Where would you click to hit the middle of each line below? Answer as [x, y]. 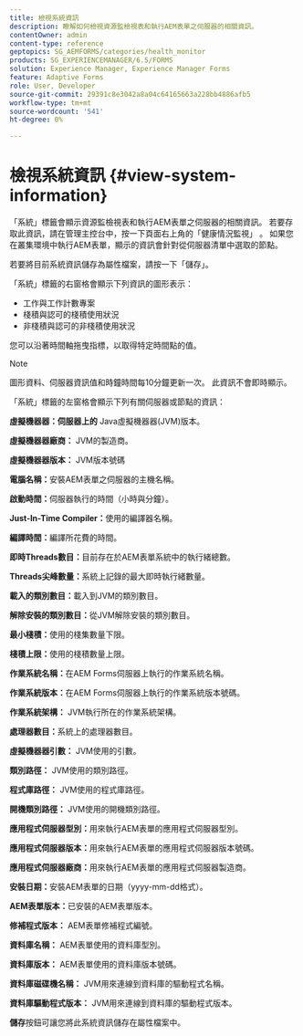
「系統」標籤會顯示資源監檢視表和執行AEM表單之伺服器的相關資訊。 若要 [147, 222]
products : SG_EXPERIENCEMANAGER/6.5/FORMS [91, 60]
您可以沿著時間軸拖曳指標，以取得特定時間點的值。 [105, 345]
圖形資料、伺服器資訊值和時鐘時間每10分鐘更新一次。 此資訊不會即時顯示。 [151, 382]
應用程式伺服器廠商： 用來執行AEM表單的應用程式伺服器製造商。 [130, 867]
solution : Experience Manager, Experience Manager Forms [120, 69]
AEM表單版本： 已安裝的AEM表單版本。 [84, 906]
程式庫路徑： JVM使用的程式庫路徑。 [79, 790]
